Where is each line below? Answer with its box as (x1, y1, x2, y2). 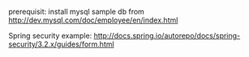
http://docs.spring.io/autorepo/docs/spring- (93, 31, 241, 40)
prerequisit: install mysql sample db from (8, 7, 144, 16)
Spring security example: (8, 31, 92, 40)
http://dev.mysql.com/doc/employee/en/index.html (8, 15, 178, 25)
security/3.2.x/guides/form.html (8, 39, 115, 49)
